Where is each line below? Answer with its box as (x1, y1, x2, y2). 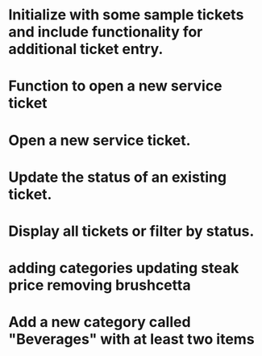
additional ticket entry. (8, 40, 164, 58)
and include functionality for (8, 23, 203, 41)
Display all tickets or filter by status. (8, 222, 255, 240)
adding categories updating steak (8, 259, 239, 278)
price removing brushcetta (8, 276, 191, 295)
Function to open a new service (8, 77, 223, 95)
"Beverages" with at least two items (8, 330, 256, 349)
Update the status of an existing (8, 168, 227, 186)
